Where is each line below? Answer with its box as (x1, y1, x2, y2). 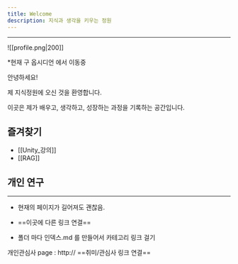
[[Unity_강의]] (17, 146, 57, 155)
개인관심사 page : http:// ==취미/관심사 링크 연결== (7, 248, 151, 257)
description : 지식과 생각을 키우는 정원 (7, 17, 112, 24)
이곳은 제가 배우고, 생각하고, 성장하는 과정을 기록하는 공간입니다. (7, 103, 186, 111)
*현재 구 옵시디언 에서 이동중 (7, 57, 86, 66)
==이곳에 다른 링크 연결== (17, 218, 91, 227)
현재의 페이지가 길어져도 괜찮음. (17, 203, 105, 211)
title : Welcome (7, 10, 52, 18)
